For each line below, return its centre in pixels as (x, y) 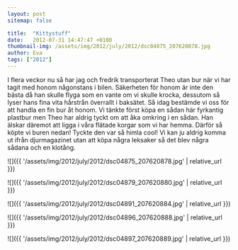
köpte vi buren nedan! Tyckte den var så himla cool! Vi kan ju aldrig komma (117, 132)
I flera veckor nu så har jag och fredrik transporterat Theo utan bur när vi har (119, 79)
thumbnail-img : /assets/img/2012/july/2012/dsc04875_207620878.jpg (109, 47)
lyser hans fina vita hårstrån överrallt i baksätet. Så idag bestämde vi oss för (118, 102)
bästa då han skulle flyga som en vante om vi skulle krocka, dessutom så (114, 95)
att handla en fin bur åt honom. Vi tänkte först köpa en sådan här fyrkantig (115, 110)
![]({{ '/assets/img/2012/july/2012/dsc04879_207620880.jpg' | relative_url (115, 182)
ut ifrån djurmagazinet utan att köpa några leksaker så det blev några (108, 140)
